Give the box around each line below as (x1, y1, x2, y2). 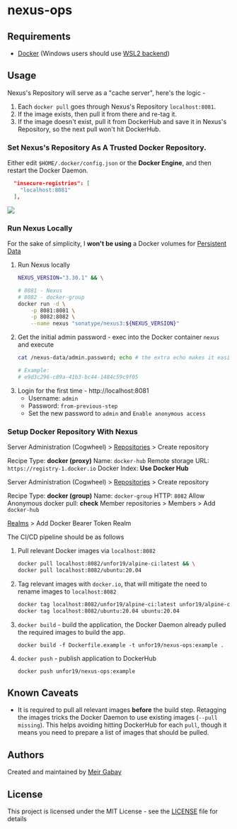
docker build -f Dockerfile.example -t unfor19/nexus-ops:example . (17, 641, 224, 649)
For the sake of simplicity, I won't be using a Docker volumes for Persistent (7, 240, 227, 248)
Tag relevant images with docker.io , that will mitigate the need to (17, 579, 207, 588)
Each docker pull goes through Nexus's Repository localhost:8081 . (17, 102, 216, 111)
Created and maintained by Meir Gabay (7, 768, 122, 777)
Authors (7, 749, 45, 761)
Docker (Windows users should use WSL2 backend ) (17, 49, 170, 57)
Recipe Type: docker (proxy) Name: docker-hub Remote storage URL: (7, 457, 210, 465)
